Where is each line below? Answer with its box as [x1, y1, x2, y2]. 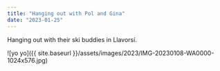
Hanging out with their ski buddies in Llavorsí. [7, 35, 137, 43]
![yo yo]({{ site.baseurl [7, 49, 71, 57]
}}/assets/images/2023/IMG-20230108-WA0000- [72, 49, 214, 57]
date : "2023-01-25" [7, 17, 64, 23]
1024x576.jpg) [7, 56, 48, 64]
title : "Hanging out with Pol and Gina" [7, 10, 126, 17]
